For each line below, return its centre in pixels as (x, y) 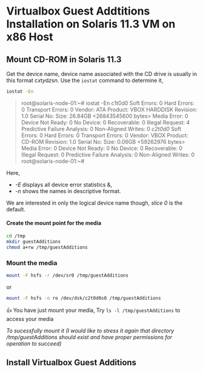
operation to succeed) (34, 343)
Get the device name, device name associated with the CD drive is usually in (101, 74)
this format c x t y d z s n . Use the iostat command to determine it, (85, 80)
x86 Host (30, 37)
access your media (30, 319)
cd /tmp (16, 236)
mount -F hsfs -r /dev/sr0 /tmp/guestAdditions (68, 276)
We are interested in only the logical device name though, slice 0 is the (95, 203)
